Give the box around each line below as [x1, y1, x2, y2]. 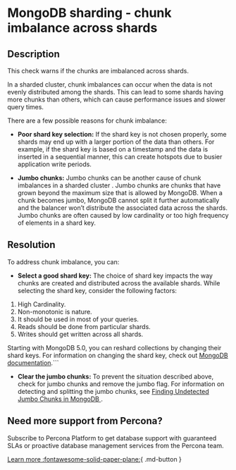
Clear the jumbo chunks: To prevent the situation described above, [17, 372, 213, 381]
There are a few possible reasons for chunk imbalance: [7, 116, 168, 125]
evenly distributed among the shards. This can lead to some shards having [7, 88, 224, 96]
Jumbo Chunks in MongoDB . [17, 395, 104, 403]
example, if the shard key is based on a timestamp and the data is [17, 145, 209, 153]
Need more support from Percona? [7, 415, 163, 427]
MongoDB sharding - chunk [7, 5, 172, 21]
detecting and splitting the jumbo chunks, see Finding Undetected [17, 387, 209, 395]
